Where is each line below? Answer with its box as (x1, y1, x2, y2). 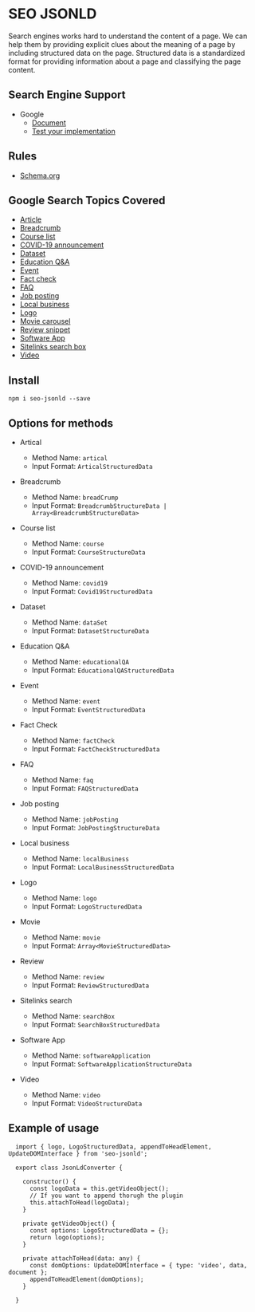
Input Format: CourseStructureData (31, 547, 146, 557)
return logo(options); (29, 1233, 105, 1241)
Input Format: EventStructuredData (31, 705, 146, 714)
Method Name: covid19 (31, 578, 108, 587)
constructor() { (22, 1177, 77, 1185)
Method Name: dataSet (31, 617, 108, 627)
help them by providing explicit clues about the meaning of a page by (8, 39, 236, 49)
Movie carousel (19, 317, 71, 326)
